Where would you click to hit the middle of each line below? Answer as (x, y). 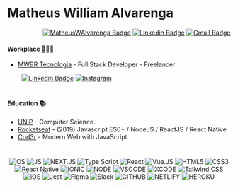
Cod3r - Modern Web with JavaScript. (73, 136)
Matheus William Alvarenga (90, 13)
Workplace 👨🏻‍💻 (31, 49)
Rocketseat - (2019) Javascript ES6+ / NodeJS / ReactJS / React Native (122, 129)
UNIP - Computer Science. (56, 122)
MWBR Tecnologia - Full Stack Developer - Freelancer (96, 64)
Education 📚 (27, 103)
